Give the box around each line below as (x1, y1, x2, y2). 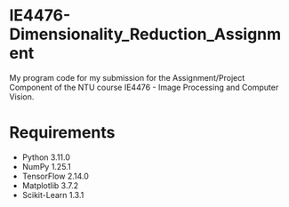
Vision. (9, 91, 35, 102)
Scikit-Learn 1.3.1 (21, 189, 84, 200)
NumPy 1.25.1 (21, 161, 71, 171)
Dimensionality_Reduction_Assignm (9, 24, 282, 44)
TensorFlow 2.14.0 (21, 171, 89, 181)
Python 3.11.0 (21, 152, 71, 163)
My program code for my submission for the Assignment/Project (9, 72, 245, 83)
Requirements (9, 123, 116, 143)
